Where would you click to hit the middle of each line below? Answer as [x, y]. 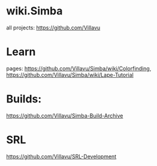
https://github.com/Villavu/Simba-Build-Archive [65, 116]
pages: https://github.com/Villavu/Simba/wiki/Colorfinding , [79, 68]
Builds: [24, 99]
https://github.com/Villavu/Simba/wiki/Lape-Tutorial [70, 75]
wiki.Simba [34, 11]
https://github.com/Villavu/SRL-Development [61, 156]
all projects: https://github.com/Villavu [53, 28]
